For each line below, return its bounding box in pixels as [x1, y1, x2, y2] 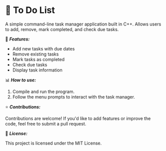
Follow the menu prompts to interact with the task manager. [12, 93, 135, 99]
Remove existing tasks [12, 51, 59, 57]
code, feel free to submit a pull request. [5, 120, 86, 126]
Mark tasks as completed [12, 56, 65, 62]
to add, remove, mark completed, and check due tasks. [5, 26, 119, 32]
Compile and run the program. [12, 88, 75, 94]
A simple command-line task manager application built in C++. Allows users [5, 21, 161, 27]
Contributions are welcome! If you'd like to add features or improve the [5, 115, 151, 121]
